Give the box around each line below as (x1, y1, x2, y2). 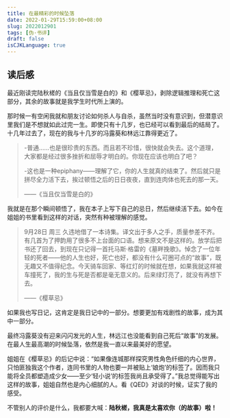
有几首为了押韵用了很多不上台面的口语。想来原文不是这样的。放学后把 (23, 236, 222, 244)
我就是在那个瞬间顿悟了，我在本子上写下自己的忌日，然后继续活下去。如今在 (7, 204, 223, 213)
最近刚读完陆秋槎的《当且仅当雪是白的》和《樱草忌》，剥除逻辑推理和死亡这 (7, 89, 220, 97)
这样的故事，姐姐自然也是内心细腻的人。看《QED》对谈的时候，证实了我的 (7, 380, 218, 388)
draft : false (7, 36, 44, 43)
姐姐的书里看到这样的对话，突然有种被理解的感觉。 (7, 213, 151, 221)
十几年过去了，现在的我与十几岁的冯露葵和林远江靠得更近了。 (7, 128, 181, 137)
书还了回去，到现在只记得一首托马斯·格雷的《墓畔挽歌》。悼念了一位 (23, 244, 215, 253)
